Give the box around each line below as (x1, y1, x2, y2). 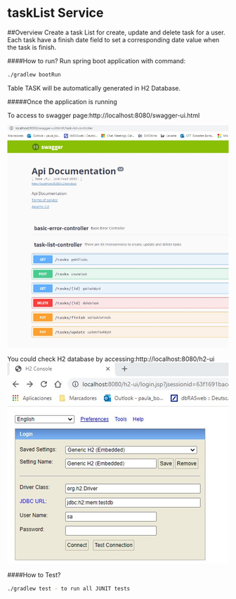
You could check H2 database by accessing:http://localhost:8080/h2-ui (7, 355, 215, 363)
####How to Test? (7, 570, 61, 579)
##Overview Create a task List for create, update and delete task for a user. (7, 28, 226, 37)
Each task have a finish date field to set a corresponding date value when (7, 35, 220, 44)
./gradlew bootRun (7, 71, 61, 78)
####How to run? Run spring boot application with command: (7, 56, 186, 65)
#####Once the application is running (7, 97, 117, 106)
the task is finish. (7, 43, 57, 51)
